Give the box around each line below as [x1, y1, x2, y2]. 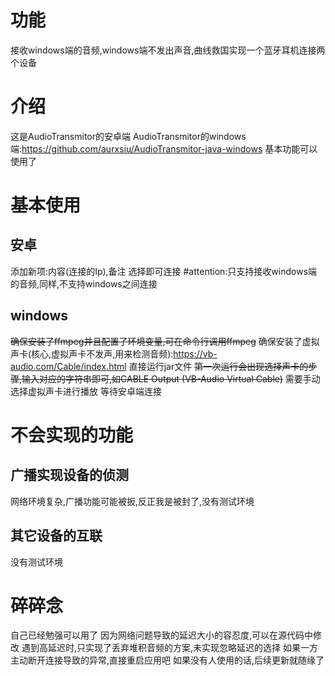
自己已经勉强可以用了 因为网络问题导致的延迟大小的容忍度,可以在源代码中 [10, 629, 313, 641]
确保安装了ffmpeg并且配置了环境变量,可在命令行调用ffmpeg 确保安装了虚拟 [10, 335, 320, 347]
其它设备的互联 [10, 527, 103, 545]
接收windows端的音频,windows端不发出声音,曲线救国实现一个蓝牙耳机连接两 [10, 44, 326, 56]
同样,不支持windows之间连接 [39, 277, 158, 290]
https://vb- [173, 347, 218, 360]
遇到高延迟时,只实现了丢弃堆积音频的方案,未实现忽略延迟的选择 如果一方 [21, 642, 318, 654]
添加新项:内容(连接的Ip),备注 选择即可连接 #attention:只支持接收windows [10, 265, 309, 277]
